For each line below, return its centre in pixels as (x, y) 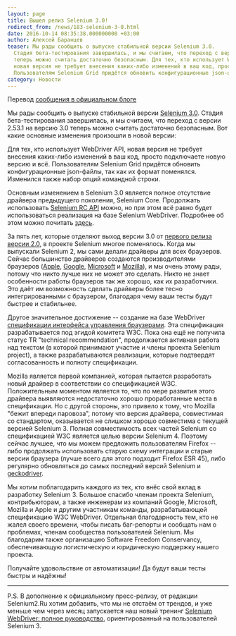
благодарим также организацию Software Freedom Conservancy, (105, 539)
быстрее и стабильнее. (42, 304)
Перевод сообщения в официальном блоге (72, 99)
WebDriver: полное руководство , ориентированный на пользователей (112, 618)
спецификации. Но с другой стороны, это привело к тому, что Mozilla (111, 406)
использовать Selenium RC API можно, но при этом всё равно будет (110, 208)
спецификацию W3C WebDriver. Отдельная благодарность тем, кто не (113, 517)
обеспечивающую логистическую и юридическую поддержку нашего (113, 547)
